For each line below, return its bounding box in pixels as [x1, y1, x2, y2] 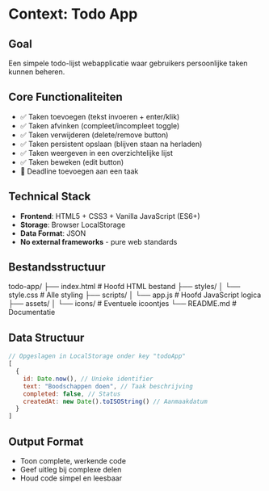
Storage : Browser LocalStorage [19, 220, 126, 229]
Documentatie [8, 308, 56, 317]
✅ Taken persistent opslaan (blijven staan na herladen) [19, 139, 203, 149]
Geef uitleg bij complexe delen [19, 464, 122, 474]
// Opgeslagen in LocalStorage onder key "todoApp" [8, 352, 186, 360]
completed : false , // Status [23, 389, 121, 398]
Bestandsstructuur [8, 260, 107, 275]
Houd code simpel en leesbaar [19, 473, 123, 483]
